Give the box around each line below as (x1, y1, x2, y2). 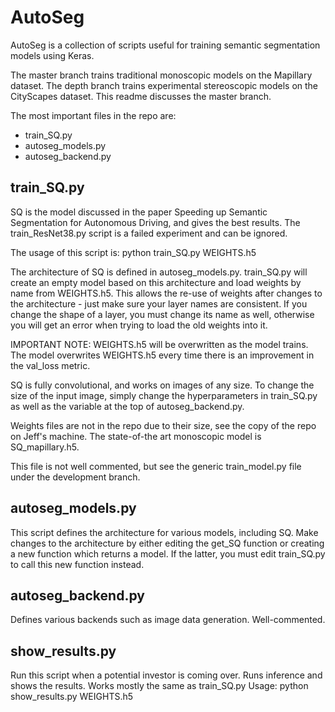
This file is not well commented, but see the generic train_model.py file (10, 460, 302, 472)
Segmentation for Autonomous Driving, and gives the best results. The (10, 216, 301, 228)
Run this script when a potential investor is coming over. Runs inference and (10, 669, 323, 681)
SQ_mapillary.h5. (10, 441, 80, 453)
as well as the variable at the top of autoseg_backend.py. (10, 400, 245, 412)
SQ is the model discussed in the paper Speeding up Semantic (10, 206, 268, 218)
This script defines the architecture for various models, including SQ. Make (10, 526, 319, 538)
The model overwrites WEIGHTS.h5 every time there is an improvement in (10, 349, 315, 361)
